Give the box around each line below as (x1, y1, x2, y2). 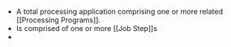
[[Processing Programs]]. (15, 15, 101, 25)
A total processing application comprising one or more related (15, 7, 223, 16)
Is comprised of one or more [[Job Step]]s (15, 24, 158, 33)
